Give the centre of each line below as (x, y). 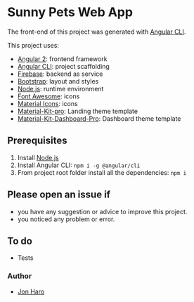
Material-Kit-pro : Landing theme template (78, 111)
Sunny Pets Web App (70, 12)
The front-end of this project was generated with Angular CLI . (97, 32)
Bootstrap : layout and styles (58, 81)
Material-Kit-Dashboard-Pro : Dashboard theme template (99, 118)
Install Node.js (38, 157)
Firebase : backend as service (60, 74)
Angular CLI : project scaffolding (64, 66)
